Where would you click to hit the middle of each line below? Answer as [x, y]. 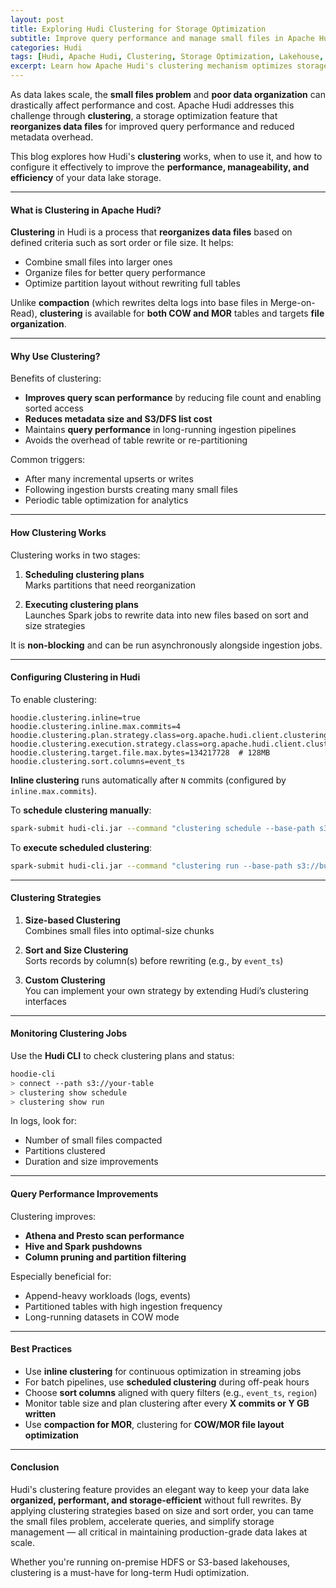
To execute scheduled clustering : [81, 847]
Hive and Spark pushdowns [83, 1246]
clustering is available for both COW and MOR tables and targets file [182, 313]
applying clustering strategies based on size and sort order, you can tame [162, 1511]
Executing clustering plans [81, 604]
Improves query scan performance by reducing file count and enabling [173, 398]
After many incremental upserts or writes [109, 479]
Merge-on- [292, 303]
